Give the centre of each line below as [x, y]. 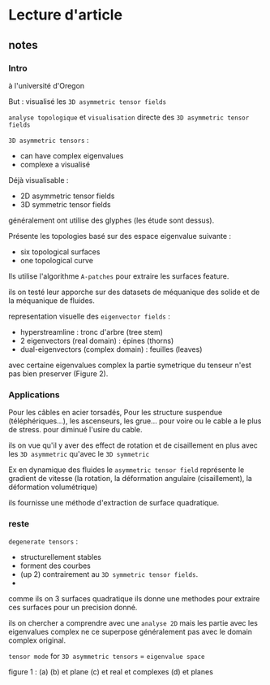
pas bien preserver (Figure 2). [58, 373]
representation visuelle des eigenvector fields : [89, 316]
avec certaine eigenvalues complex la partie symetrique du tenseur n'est [130, 365]
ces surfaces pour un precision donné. [73, 608]
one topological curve [56, 260]
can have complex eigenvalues [72, 155]
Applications [34, 394]
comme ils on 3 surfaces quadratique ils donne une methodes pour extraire [134, 599]
